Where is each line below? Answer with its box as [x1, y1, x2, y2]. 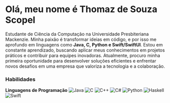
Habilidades [5, 76, 36, 83]
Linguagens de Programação [5, 87, 68, 93]
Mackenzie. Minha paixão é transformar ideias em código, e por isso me [5, 36, 157, 42]
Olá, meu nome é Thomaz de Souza [5, 4, 158, 15]
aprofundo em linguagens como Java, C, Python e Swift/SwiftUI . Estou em [5, 41, 163, 47]
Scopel [5, 14, 36, 26]
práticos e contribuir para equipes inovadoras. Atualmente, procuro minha [5, 52, 160, 59]
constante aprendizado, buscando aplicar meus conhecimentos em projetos [5, 47, 165, 53]
